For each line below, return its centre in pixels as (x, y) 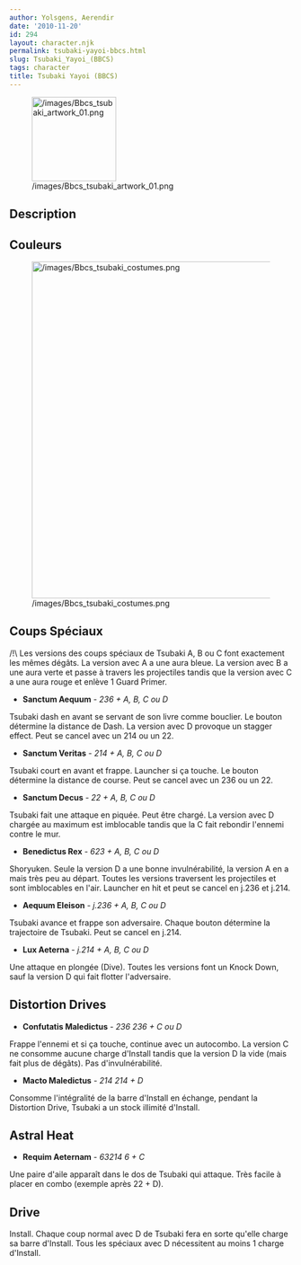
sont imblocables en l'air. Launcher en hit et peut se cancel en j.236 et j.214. (150, 888)
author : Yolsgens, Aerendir (62, 18)
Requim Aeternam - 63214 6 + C (84, 1157)
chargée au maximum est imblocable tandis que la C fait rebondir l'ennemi (147, 824)
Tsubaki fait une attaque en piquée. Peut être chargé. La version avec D (142, 815)
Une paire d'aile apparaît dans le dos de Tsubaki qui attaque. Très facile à (145, 1174)
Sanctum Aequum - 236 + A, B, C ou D (95, 699)
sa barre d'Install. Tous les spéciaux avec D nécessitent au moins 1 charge (147, 1243)
